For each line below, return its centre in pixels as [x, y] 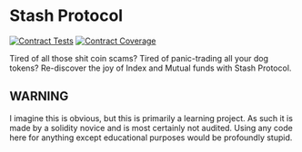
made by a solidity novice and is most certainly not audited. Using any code [151, 128]
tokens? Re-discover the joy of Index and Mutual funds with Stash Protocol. [151, 68]
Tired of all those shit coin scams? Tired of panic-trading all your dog [139, 58]
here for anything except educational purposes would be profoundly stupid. [151, 138]
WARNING [39, 96]
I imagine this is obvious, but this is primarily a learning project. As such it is [151, 118]
